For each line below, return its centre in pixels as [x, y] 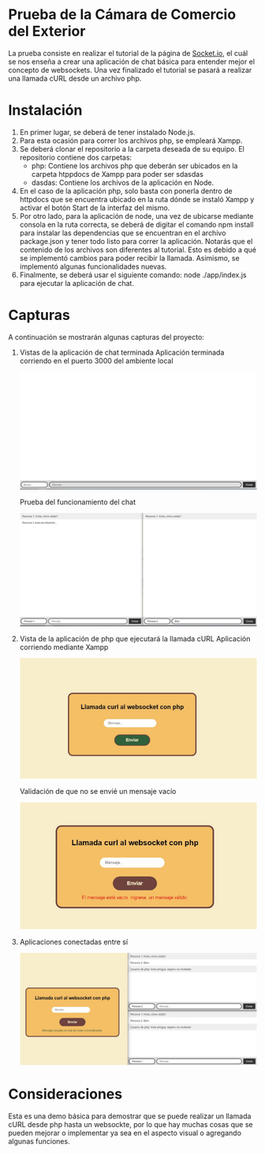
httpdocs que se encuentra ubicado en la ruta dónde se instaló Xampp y [137, 199]
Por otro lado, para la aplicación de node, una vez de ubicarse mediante [136, 216]
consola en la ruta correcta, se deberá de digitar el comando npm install [136, 224]
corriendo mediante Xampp [64, 647]
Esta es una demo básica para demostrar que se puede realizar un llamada [130, 1116]
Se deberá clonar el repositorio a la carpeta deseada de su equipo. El [132, 148]
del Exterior [47, 31]
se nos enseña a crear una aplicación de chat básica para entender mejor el [131, 62]
